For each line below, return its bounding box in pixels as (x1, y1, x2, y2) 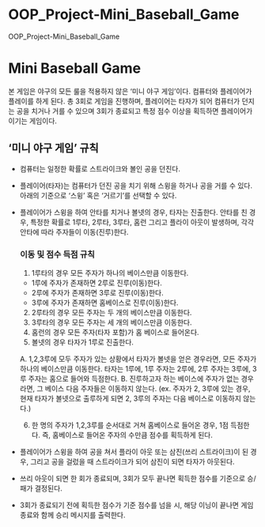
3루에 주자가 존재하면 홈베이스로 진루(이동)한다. (31, 298, 179, 307)
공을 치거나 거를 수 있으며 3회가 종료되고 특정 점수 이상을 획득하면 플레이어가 (16, 106, 253, 115)
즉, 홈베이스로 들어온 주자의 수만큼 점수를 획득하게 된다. (42, 430, 214, 439)
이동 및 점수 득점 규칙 (19, 249, 95, 260)
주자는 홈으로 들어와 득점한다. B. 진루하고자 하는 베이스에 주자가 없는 (28, 374, 240, 383)
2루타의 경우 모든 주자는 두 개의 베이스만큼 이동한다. (31, 307, 192, 317)
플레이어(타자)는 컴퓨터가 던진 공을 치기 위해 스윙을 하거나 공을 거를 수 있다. (19, 180, 253, 190)
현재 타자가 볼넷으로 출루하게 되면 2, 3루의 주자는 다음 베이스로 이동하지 (19, 393, 241, 403)
